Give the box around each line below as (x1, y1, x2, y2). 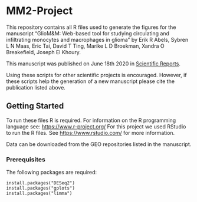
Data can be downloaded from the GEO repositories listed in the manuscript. (6, 140, 192, 148)
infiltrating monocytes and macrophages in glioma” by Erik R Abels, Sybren (6, 36, 189, 43)
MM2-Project (6, 4, 73, 18)
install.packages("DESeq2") (6, 180, 75, 186)
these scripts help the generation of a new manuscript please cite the (6, 78, 175, 85)
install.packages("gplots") (6, 186, 75, 191)
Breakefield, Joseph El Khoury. (6, 48, 81, 55)
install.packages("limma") (6, 190, 73, 197)
